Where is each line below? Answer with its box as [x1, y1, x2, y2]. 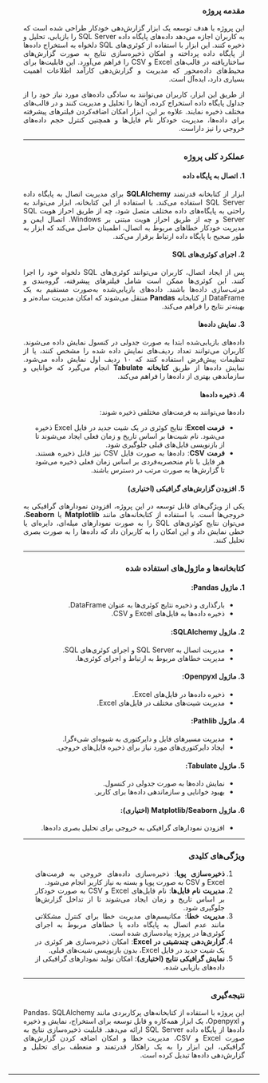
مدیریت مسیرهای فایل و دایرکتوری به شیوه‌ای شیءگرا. [62, 734, 225, 744]
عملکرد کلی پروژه [183, 151, 245, 162]
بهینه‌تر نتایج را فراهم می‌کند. [161, 301, 245, 311]
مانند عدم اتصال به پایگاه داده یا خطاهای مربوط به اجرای [34, 919, 225, 929]
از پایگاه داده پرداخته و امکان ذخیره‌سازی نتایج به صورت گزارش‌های [23, 49, 245, 58]
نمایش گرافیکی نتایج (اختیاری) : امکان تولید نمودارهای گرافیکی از [34, 954, 225, 963]
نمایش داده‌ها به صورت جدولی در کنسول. [103, 778, 225, 788]
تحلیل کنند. [213, 536, 245, 545]
